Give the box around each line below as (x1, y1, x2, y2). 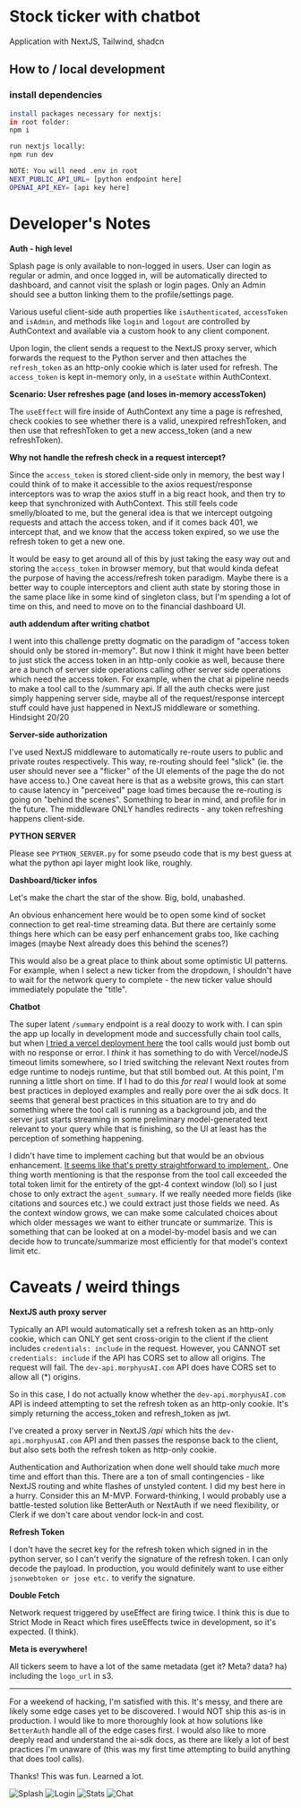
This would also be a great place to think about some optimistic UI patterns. (9, 955, 288, 966)
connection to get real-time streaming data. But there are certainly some (9, 918, 277, 929)
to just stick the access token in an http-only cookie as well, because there (9, 654, 285, 665)
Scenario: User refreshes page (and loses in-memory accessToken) (9, 388, 267, 400)
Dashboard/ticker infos (9, 874, 98, 885)
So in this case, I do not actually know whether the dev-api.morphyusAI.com (9, 1389, 287, 1399)
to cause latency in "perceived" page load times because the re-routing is (9, 784, 282, 795)
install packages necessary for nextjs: (9, 109, 163, 118)
